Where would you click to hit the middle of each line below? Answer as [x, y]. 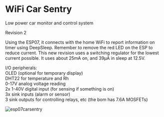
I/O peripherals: [21, 68]
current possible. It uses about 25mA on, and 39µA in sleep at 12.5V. [75, 58]
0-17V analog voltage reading [35, 84]
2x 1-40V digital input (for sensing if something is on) [60, 89]
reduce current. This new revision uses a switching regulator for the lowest [82, 53]
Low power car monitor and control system [49, 23]
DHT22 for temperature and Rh [37, 78]
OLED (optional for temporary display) [44, 73]
